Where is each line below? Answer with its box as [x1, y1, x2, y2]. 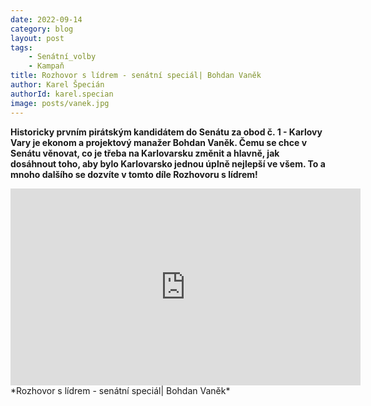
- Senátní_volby [28, 52, 97, 62]
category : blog [10, 24, 74, 34]
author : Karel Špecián [10, 80, 105, 90]
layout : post [10, 33, 65, 43]
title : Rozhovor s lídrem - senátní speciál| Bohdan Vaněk [10, 71, 262, 81]
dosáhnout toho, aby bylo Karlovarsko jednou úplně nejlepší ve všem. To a [10, 157, 326, 170]
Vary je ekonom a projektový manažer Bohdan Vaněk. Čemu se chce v [10, 136, 308, 148]
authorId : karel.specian [10, 89, 114, 99]
